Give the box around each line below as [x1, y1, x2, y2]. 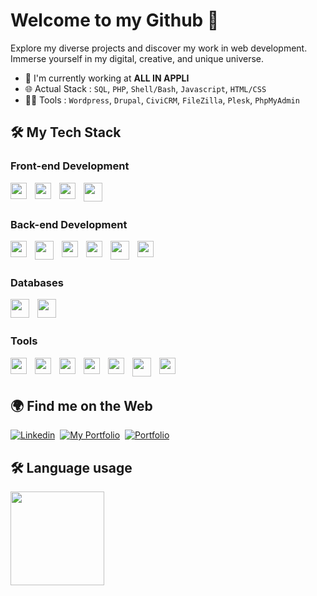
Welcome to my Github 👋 [10, 9, 220, 32]
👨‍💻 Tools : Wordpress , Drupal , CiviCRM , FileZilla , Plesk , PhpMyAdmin [24, 94, 300, 106]
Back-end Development [10, 217, 128, 231]
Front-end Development [10, 159, 130, 173]
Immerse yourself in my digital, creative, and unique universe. [10, 52, 265, 64]
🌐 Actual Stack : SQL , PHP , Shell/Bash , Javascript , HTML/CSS [24, 82, 267, 94]
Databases [10, 275, 64, 289]
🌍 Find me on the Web [10, 397, 153, 414]
